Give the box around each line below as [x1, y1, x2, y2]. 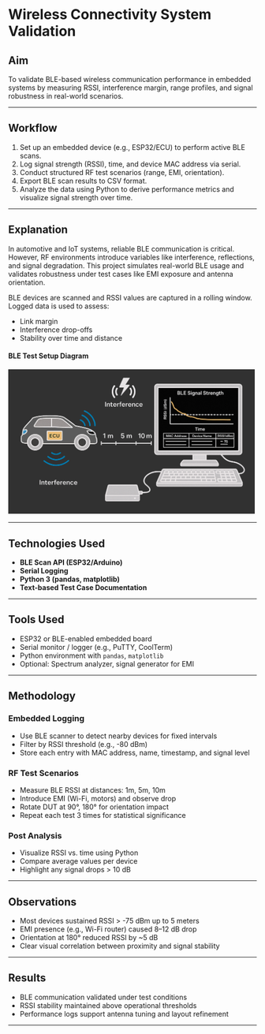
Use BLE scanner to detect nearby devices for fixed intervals [19, 731, 218, 741]
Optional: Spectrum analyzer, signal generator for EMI [19, 659, 195, 668]
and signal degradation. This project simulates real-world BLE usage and [8, 260, 244, 270]
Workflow [8, 121, 58, 135]
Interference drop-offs [19, 325, 93, 334]
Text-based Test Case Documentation [19, 583, 147, 592]
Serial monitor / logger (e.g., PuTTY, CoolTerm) [19, 642, 174, 651]
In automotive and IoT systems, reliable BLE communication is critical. [8, 244, 235, 253]
